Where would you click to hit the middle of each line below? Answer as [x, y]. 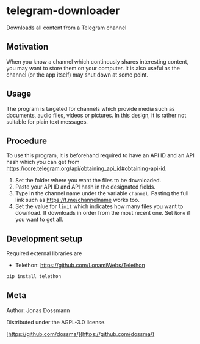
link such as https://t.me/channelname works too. [77, 200]
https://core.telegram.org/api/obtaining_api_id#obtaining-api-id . [87, 168]
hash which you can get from [43, 162]
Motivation [27, 47]
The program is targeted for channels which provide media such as [91, 108]
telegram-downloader [63, 11]
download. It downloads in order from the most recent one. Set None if [103, 213]
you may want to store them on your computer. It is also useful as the [93, 68]
